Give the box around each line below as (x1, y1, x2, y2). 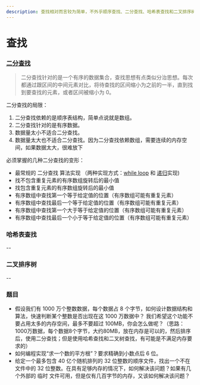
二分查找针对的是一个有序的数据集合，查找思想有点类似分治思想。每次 (20, 74, 193, 81)
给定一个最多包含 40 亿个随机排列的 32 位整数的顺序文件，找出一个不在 (14, 358, 190, 364)
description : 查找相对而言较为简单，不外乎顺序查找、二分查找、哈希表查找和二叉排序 (6, 8, 192, 15)
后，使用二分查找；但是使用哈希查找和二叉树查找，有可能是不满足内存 (14, 335, 187, 342)
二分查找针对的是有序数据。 (14, 122, 83, 129)
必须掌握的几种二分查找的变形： (6, 156, 85, 164)
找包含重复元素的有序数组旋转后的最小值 (14, 184, 114, 192)
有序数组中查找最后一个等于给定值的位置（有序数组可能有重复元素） (14, 199, 182, 207)
